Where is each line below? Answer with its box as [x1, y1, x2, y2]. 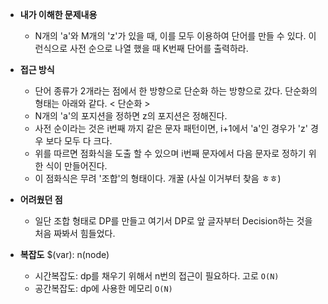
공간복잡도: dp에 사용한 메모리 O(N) [34, 283, 173, 294]
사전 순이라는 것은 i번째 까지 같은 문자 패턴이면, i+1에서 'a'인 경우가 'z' [34, 123, 308, 134]
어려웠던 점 [19, 194, 63, 205]
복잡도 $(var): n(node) [19, 249, 110, 260]
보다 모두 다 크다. [45, 135, 113, 147]
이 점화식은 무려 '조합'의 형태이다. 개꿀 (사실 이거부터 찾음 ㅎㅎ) [34, 173, 282, 184]
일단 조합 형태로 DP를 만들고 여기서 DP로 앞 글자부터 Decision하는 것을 [34, 215, 313, 227]
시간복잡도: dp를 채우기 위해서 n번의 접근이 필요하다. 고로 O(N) [34, 270, 280, 282]
